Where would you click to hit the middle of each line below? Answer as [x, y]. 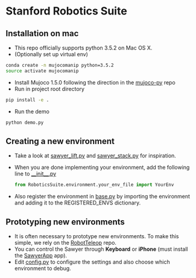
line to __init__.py [35, 174]
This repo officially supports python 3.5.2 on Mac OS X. [83, 48]
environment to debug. [43, 268]
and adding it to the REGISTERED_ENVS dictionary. [77, 203]
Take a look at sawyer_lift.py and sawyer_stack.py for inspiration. [95, 156]
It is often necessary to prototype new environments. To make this [96, 236]
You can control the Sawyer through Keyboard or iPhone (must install [101, 249]
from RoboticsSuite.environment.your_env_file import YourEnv [94, 185]
